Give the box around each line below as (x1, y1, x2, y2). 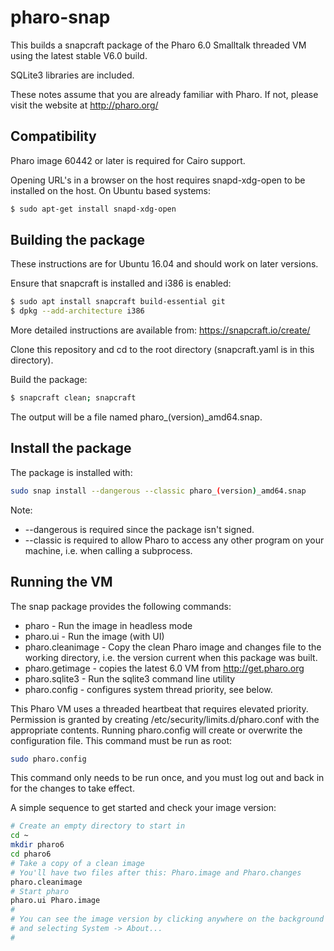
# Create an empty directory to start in (10, 821, 186, 831)
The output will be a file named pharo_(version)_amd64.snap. (10, 411, 263, 423)
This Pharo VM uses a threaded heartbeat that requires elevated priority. (10, 702, 309, 715)
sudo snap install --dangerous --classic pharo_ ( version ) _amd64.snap (10, 486, 307, 496)
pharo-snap (10, 6, 111, 29)
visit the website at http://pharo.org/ (10, 99, 159, 111)
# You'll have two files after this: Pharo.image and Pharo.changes (10, 867, 302, 878)
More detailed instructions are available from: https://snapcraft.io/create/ (10, 324, 311, 336)
